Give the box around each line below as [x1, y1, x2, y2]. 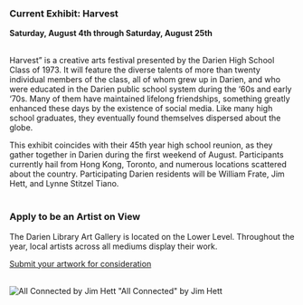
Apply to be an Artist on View [9, 211, 141, 224]
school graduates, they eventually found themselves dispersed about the [9, 112, 281, 124]
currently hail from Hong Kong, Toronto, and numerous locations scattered [9, 159, 288, 170]
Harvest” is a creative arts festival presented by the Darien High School [9, 55, 275, 66]
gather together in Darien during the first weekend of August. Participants [9, 149, 284, 160]
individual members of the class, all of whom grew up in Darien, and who [9, 74, 281, 85]
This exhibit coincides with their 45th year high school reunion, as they [9, 139, 273, 151]
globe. [9, 122, 33, 133]
